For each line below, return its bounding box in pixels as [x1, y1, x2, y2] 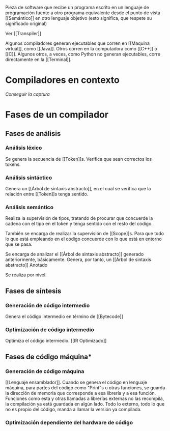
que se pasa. [5, 241, 33, 247]
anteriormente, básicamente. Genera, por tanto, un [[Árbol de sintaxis [5, 256, 152, 263]
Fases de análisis [5, 129, 61, 138]
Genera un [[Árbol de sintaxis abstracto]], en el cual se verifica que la [5, 186, 151, 192]
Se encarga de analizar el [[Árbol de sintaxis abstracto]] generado [5, 251, 144, 257]
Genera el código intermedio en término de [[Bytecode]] [5, 313, 123, 320]
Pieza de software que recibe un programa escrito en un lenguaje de [5, 5, 149, 10]
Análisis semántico [5, 204, 53, 211]
